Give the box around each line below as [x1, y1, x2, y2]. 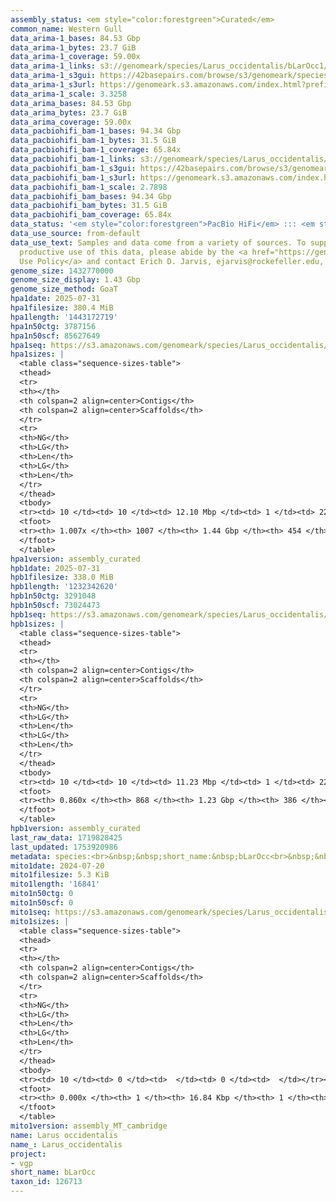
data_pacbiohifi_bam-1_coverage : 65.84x [10, 145, 182, 155]
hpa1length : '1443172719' [10, 312, 118, 322]
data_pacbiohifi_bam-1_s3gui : [10, 163, 137, 173]
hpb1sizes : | [10, 619, 65, 629]
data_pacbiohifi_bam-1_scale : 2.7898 [10, 182, 168, 192]
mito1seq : [10, 907, 52, 917]
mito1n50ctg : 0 [10, 889, 74, 899]
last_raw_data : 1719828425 [10, 832, 123, 843]
